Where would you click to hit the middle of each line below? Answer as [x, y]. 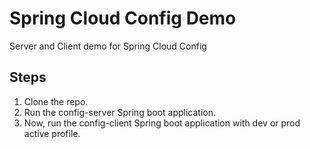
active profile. [52, 133]
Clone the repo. [56, 101]
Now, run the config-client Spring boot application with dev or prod [162, 123]
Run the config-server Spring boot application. [119, 112]
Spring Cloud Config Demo [123, 18]
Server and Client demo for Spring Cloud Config [108, 46]
